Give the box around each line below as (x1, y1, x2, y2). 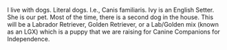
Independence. (7, 35, 50, 43)
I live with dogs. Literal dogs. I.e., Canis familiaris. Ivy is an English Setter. (7, 6, 215, 14)
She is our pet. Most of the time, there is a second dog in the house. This (7, 13, 214, 21)
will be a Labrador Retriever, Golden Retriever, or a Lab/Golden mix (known (7, 21, 219, 28)
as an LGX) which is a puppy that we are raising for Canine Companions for (7, 27, 220, 36)
